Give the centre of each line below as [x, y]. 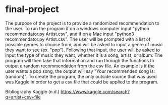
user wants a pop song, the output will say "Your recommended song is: [80, 71]
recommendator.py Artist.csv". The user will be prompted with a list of [78, 39]
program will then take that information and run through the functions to [80, 60]
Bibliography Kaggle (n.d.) [32, 91]
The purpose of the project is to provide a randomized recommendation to [82, 23]
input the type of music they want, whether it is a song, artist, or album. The [84, 55]
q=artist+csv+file [23, 97]
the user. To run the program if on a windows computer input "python [77, 28]
